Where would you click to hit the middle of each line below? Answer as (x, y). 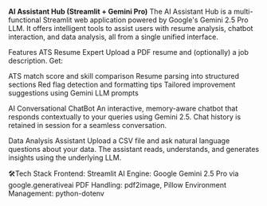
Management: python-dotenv (57, 193)
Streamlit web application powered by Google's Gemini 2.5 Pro (145, 20)
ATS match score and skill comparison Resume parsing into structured (124, 76)
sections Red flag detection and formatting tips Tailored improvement (122, 84)
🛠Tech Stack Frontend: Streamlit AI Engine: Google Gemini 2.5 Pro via (124, 173)
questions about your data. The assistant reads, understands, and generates (134, 149)
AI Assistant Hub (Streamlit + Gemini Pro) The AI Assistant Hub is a (120, 12)
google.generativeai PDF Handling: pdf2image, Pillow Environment (118, 185)
